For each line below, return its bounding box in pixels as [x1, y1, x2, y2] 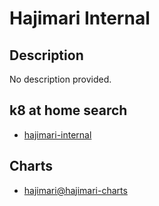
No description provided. [9, 73, 112, 85]
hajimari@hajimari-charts [23, 184, 128, 196]
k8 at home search [9, 102, 128, 119]
